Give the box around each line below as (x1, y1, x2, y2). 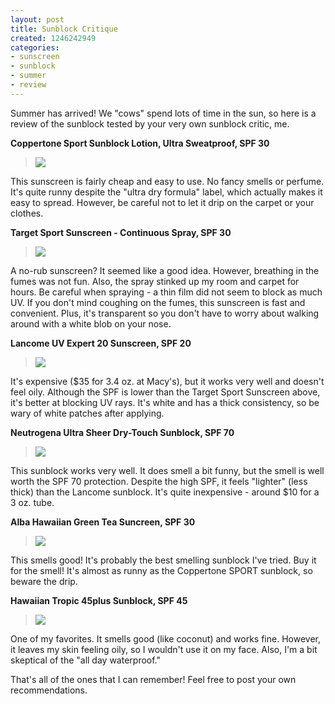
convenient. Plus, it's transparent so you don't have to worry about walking (10, 307, 320, 319)
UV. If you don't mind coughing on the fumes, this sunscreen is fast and (10, 296, 306, 308)
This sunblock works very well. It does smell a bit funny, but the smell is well (10, 464, 325, 476)
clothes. (10, 207, 44, 219)
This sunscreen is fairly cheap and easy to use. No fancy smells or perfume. (10, 175, 325, 187)
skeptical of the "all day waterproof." (10, 654, 162, 666)
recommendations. (10, 684, 88, 696)
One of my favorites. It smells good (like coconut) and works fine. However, (10, 632, 321, 645)
